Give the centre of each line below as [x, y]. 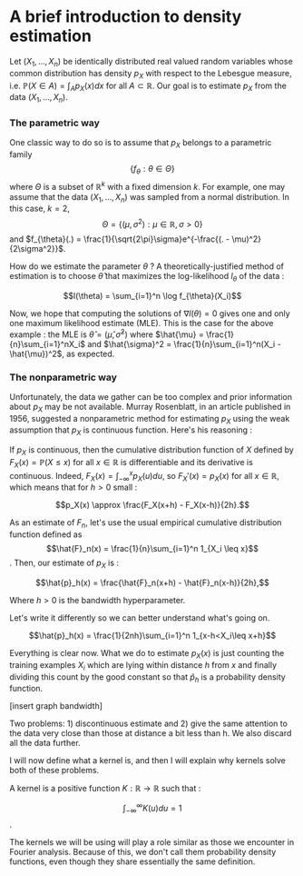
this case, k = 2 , [40, 209]
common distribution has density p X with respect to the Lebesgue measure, [151, 74]
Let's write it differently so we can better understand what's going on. [140, 617]
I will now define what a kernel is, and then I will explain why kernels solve [147, 761]
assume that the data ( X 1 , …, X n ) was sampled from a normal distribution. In [150, 198]
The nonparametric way [64, 377]
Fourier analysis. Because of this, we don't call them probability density [143, 851]
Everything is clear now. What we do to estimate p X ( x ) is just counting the [147, 654]
